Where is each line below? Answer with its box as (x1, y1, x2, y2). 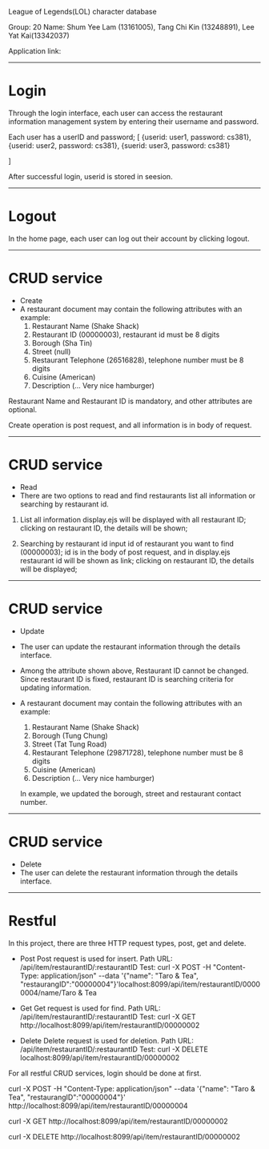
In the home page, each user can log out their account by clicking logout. (8, 234, 250, 243)
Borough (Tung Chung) (31, 731, 108, 740)
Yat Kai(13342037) (8, 31, 70, 40)
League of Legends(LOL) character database (8, 7, 158, 16)
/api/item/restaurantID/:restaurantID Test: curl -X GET (19, 1011, 196, 1021)
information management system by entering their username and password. (8, 116, 259, 126)
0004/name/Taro (19, 987, 77, 997)
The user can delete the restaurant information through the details (19, 867, 239, 877)
